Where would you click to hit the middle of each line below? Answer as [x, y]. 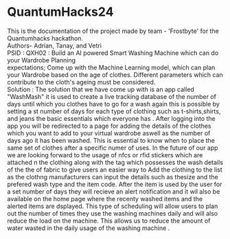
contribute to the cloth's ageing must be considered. [81, 82]
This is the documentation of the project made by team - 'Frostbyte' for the [113, 31]
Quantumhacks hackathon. [45, 38]
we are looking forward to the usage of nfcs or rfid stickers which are [105, 155]
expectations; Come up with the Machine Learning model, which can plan [111, 67]
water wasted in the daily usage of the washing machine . [89, 228]
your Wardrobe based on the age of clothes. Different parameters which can [115, 75]
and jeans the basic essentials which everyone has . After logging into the [112, 118]
